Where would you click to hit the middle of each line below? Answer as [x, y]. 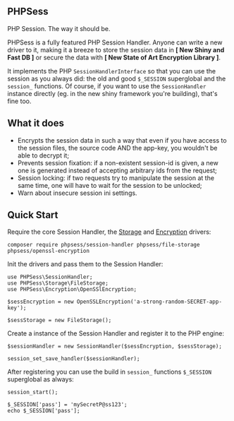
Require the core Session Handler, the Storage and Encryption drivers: [109, 232]
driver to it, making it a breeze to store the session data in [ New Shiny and [116, 49]
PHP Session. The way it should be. [59, 28]
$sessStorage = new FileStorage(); [60, 321]
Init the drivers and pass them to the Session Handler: [85, 264]
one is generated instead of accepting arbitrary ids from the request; [117, 170]
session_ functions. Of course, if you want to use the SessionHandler [107, 86]
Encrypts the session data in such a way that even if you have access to [122, 140]
